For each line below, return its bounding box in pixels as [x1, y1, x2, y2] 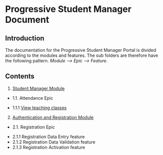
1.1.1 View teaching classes [12, 105, 67, 111]
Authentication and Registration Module [12, 114, 94, 120]
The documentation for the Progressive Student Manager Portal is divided [5, 47, 157, 53]
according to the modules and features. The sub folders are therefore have [5, 52, 158, 58]
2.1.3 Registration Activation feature [12, 144, 85, 150]
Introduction [5, 34, 45, 42]
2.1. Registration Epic [12, 124, 55, 130]
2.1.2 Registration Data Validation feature [12, 139, 95, 145]
